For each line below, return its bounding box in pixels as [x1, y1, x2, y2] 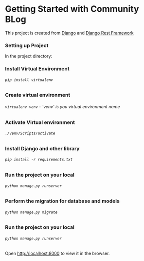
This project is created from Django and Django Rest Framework [5, 30, 134, 36]
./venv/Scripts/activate [5, 131, 55, 136]
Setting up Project [5, 42, 49, 49]
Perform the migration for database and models [5, 198, 120, 204]
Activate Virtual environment [5, 119, 75, 125]
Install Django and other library [5, 145, 80, 152]
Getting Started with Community [5, 3, 140, 15]
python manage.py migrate [5, 210, 57, 215]
